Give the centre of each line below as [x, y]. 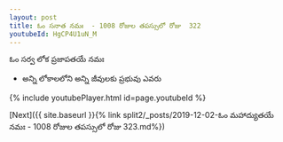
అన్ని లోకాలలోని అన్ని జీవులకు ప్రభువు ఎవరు [92, 79]
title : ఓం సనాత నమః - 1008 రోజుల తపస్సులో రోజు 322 [105, 26]
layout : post [33, 17]
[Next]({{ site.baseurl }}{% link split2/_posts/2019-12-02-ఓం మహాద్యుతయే [142, 115]
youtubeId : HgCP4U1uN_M [53, 34]
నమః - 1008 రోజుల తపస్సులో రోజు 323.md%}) [87, 127]
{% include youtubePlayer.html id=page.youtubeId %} [108, 98]
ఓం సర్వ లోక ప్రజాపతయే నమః [57, 59]
